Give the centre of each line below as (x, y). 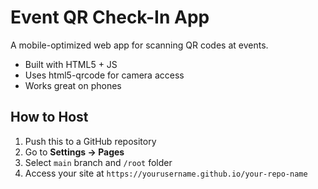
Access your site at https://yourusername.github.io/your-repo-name (166, 173)
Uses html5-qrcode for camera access (104, 75)
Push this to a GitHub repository (90, 141)
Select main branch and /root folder (98, 162)
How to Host (49, 117)
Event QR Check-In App (110, 17)
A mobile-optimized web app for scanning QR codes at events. (139, 45)
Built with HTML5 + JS (71, 64)
